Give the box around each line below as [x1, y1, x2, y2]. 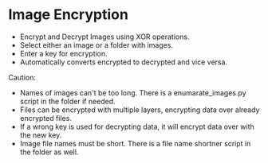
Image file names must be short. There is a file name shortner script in [19, 138, 251, 148]
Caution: [8, 72, 37, 82]
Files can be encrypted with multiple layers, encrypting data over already [19, 105, 260, 114]
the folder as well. [19, 147, 79, 157]
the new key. [19, 130, 62, 140]
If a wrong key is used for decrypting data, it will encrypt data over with [19, 122, 255, 131]
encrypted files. [19, 113, 72, 122]
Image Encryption [8, 6, 129, 24]
